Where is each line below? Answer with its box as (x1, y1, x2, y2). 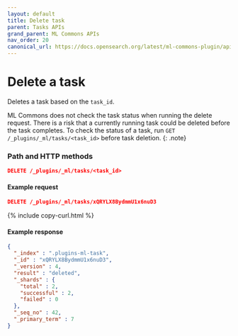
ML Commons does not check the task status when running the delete (7, 111, 212, 119)
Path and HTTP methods (7, 151, 93, 161)
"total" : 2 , (20, 283, 59, 290)
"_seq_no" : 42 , (13, 309, 62, 316)
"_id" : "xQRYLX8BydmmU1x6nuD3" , (13, 257, 113, 264)
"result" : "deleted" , (13, 269, 81, 276)
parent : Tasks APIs (7, 23, 65, 30)
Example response (7, 228, 64, 236)
